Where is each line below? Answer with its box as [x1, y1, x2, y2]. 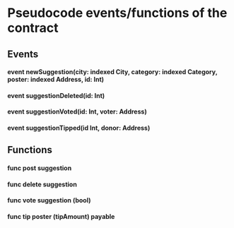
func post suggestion [7, 164, 72, 172]
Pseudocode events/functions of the [7, 5, 228, 21]
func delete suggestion [7, 180, 78, 188]
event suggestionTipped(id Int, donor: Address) [7, 124, 151, 132]
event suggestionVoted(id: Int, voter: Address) [7, 107, 147, 116]
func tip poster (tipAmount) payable [7, 212, 115, 220]
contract [7, 20, 59, 36]
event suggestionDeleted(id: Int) [7, 91, 105, 100]
